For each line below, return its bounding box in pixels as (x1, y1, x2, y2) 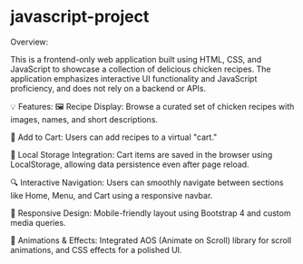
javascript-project (10, 6, 150, 27)
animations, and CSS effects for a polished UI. (10, 244, 182, 255)
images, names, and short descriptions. (10, 113, 158, 124)
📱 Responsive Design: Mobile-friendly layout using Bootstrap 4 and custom (10, 207, 291, 219)
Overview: (10, 36, 49, 47)
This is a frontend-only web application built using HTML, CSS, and (10, 54, 262, 64)
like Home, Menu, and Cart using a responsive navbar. (10, 190, 213, 200)
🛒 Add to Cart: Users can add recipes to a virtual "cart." (10, 132, 218, 142)
